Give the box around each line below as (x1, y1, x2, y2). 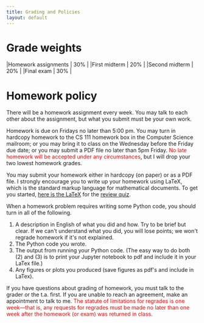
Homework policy (6, 89, 97, 102)
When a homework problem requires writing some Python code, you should (6, 202, 196, 210)
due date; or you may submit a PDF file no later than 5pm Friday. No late (6, 147, 187, 154)
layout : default (6, 15, 47, 21)
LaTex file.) (15, 260, 43, 267)
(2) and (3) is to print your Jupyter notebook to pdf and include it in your (15, 254, 197, 261)
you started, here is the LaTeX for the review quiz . (6, 191, 131, 198)
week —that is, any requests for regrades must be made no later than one (6, 304, 190, 311)
